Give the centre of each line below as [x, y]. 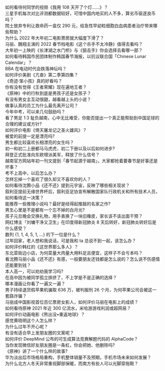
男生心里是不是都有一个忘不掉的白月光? [45, 210]
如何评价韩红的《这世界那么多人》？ [42, 247]
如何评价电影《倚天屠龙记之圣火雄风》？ [46, 130]
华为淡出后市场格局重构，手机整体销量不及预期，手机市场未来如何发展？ [78, 357]
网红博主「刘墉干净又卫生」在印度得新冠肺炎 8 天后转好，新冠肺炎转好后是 [81, 222]
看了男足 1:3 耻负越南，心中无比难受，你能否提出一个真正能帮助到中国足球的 [82, 118]
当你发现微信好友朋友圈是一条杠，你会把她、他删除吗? [60, 345]
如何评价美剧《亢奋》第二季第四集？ [42, 75]
